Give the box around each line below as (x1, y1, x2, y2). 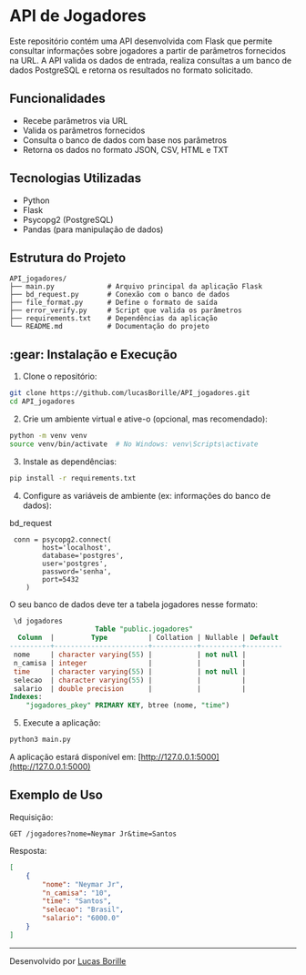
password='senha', (42, 566, 112, 576)
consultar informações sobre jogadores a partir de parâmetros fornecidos (9, 45, 287, 56)
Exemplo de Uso (9, 787, 103, 803)
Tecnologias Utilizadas (9, 170, 142, 187)
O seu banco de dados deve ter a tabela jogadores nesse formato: (9, 598, 258, 610)
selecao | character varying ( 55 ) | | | (13, 675, 247, 685)
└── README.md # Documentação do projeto (9, 322, 209, 331)
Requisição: (9, 811, 54, 822)
